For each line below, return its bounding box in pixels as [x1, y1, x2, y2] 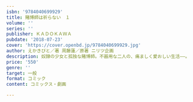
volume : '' [6, 20, 34, 26]
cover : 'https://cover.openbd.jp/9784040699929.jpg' [6, 43, 141, 49]
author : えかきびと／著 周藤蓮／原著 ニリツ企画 [6, 48, 114, 54]
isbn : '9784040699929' [6, 8, 63, 15]
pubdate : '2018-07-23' [6, 37, 63, 43]
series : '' [6, 25, 34, 32]
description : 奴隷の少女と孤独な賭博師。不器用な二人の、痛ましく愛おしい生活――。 [6, 53, 190, 59]
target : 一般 [6, 70, 37, 76]
